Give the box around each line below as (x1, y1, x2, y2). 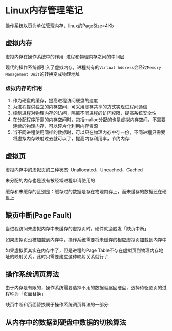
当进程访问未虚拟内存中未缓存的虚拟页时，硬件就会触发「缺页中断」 (5, 225, 149, 231)
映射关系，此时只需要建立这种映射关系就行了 (14, 253, 109, 259)
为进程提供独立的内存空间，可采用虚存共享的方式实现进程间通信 (12, 104, 147, 110)
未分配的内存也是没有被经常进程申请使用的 (5, 177, 95, 183)
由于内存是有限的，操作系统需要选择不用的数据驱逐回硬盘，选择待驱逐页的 (5, 285, 162, 291)
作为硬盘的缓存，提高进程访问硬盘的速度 (12, 98, 98, 104)
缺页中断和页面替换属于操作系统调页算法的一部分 (5, 302, 109, 308)
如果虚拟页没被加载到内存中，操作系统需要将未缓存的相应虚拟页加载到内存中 (5, 236, 167, 243)
